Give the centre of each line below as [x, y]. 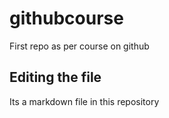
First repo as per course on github [79, 46]
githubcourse [66, 18]
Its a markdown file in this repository [84, 101]
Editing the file [55, 77]
